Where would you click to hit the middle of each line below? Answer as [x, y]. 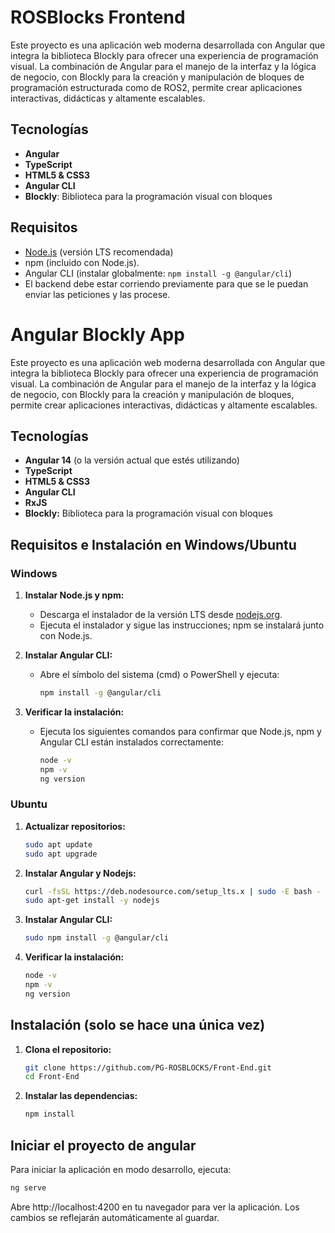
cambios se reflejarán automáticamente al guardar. [115, 1217]
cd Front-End [52, 1077]
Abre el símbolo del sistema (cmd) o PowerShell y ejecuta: [159, 674]
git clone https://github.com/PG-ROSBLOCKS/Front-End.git [148, 1067]
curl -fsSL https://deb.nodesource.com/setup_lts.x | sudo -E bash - [173, 891]
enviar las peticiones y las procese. [97, 294]
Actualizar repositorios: [75, 826]
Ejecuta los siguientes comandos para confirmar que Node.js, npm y [180, 731]
